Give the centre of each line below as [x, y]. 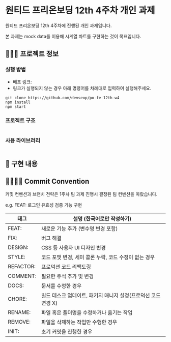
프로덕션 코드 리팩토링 [66, 267]
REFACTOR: [22, 267]
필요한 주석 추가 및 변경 [68, 276]
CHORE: [18, 299]
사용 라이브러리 [23, 140]
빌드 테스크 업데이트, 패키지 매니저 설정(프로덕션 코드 [101, 296]
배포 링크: [22, 81]
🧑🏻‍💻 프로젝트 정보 [32, 54]
